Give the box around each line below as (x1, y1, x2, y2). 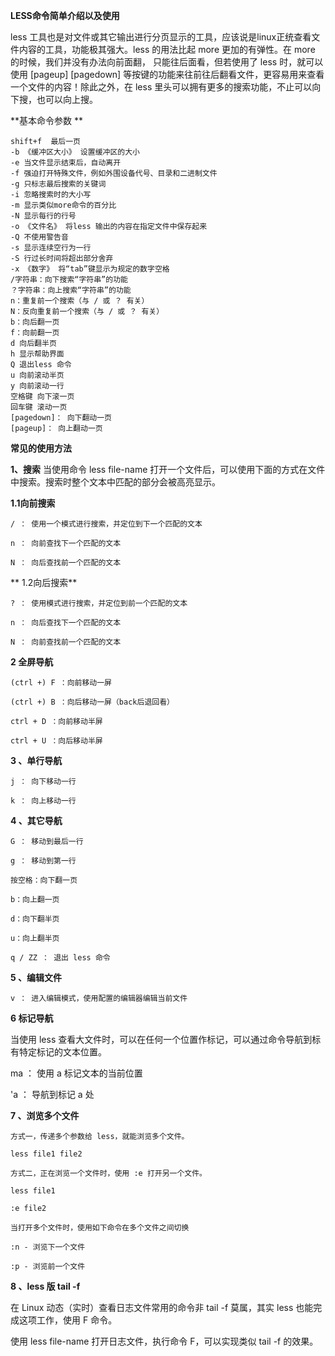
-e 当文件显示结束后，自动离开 (10, 158, 122, 168)
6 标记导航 (10, 1012, 54, 1024)
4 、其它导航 (10, 815, 63, 826)
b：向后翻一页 (10, 317, 60, 327)
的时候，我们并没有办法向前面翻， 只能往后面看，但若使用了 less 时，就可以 (10, 56, 324, 68)
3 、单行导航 (10, 755, 63, 766)
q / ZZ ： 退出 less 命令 (10, 953, 111, 963)
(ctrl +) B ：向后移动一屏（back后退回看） (10, 697, 175, 707)
